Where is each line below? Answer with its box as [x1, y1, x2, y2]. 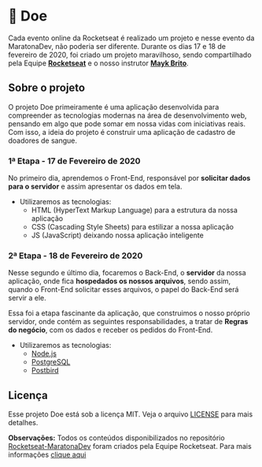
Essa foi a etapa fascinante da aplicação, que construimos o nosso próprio [8, 308, 250, 318]
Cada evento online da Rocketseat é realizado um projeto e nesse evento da [8, 33, 255, 43]
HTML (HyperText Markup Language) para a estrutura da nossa [31, 205, 238, 215]
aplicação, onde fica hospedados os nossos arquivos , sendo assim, [8, 276, 231, 286]
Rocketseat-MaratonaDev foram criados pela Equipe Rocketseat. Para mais [8, 442, 252, 451]
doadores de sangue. [8, 136, 77, 145]
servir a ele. [8, 293, 47, 303]
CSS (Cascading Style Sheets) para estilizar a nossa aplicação [31, 222, 234, 232]
